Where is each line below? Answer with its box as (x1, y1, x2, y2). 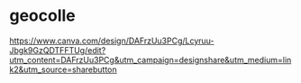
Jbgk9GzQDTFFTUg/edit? (9, 44, 106, 55)
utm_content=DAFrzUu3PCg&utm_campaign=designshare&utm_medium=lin (9, 54, 292, 65)
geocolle (9, 5, 77, 26)
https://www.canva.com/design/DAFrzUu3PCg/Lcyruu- (9, 35, 214, 46)
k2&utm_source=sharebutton (9, 64, 117, 75)
